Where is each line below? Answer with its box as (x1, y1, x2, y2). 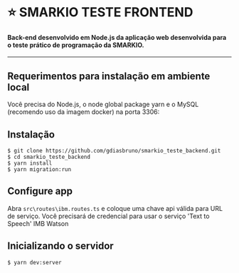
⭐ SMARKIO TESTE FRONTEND (7, 4, 193, 21)
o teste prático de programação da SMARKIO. (7, 41, 144, 49)
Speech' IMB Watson (7, 219, 69, 227)
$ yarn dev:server (7, 259, 62, 266)
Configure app (7, 185, 73, 197)
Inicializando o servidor (7, 240, 114, 252)
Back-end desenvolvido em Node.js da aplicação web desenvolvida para (7, 33, 227, 41)
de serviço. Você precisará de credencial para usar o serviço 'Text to (7, 212, 210, 220)
